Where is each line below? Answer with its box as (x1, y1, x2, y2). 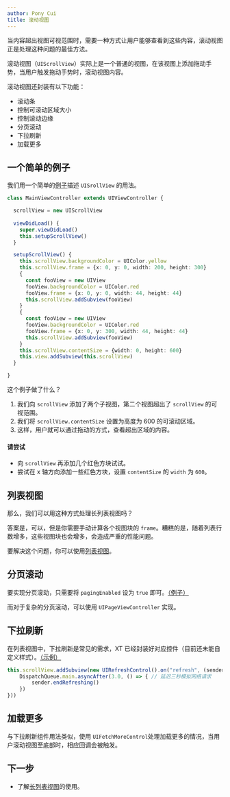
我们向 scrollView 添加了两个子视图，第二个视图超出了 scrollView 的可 (16, 400, 218, 408)
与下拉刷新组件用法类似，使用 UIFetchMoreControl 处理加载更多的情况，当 (7, 732, 214, 740)
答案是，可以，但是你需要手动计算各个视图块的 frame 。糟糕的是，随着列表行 (7, 524, 222, 532)
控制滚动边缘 (16, 114, 53, 122)
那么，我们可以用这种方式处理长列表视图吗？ (7, 509, 133, 517)
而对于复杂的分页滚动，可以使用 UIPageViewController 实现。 (7, 602, 180, 611)
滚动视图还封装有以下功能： (7, 82, 86, 90)
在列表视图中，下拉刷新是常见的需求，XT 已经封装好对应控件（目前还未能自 (7, 644, 220, 652)
